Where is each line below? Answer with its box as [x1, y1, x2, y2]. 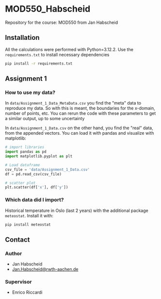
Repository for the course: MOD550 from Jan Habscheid [5, 19, 118, 25]
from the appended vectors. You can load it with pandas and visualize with [5, 130, 154, 136]
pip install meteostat [5, 222, 51, 227]
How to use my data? [5, 89, 56, 96]
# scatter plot [5, 180, 36, 185]
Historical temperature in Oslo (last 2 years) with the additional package [5, 208, 149, 213]
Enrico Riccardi [12, 289, 43, 295]
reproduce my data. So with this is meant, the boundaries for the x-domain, [5, 106, 155, 111]
